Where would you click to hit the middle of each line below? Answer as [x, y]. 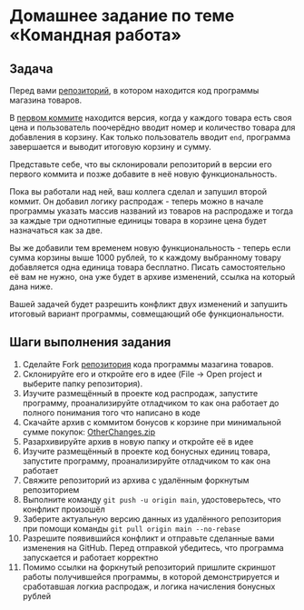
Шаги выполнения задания [90, 342]
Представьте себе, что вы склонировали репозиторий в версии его [141, 164]
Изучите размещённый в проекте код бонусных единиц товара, [146, 451]
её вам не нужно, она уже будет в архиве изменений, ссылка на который [152, 277]
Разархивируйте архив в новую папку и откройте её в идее [138, 441]
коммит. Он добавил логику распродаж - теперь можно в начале [137, 201]
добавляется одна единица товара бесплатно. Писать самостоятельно [147, 267]
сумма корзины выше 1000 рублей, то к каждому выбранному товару [145, 257]
